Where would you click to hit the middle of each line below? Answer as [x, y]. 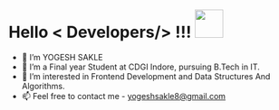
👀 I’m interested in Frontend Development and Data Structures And [146, 76]
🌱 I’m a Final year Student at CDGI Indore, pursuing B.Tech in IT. [140, 67]
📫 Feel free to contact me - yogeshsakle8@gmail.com [124, 96]
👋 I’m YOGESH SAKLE [62, 57]
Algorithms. [43, 86]
